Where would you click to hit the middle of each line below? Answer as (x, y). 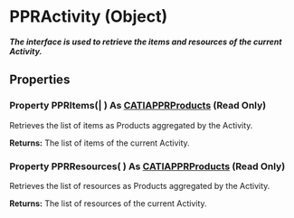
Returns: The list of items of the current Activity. (100, 143)
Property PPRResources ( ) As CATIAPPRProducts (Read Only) (147, 166)
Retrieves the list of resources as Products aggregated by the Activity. (140, 185)
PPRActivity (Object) (89, 17)
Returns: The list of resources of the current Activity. (108, 203)
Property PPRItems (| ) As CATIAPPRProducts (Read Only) (138, 106)
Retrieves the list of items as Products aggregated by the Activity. (131, 125)
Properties (40, 80)
